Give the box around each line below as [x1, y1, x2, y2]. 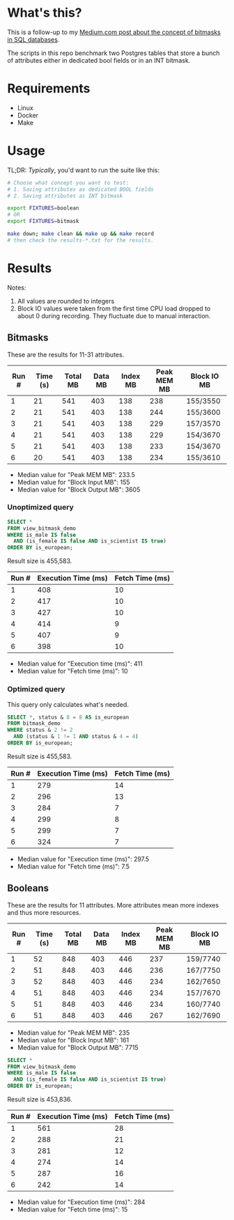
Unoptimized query [7, 503, 75, 513]
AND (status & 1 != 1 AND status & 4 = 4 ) [13, 733, 139, 740]
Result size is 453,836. [7, 1095, 72, 1104]
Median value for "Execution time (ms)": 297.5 [17, 854, 150, 863]
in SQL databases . [7, 35, 60, 43]
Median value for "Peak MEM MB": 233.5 [17, 470, 136, 478]
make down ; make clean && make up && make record [7, 230, 155, 237]
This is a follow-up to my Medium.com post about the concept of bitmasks [7, 28, 221, 36]
